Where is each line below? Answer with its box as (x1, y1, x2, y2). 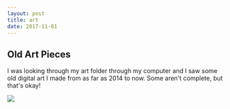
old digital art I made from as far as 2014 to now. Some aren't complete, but (7, 74, 223, 83)
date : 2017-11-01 (7, 23, 58, 30)
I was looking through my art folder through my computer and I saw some (7, 67, 217, 75)
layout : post (7, 10, 45, 17)
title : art (7, 17, 39, 23)
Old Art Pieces (7, 48, 71, 60)
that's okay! (7, 81, 41, 90)
